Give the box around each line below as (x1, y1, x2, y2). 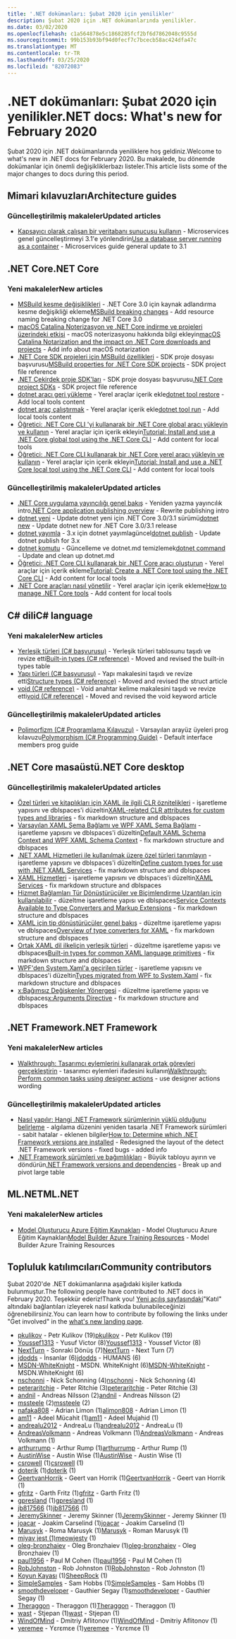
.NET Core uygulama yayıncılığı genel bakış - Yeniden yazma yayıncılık (17, 499, 223, 508)
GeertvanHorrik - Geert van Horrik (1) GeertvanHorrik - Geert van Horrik (17, 1474, 225, 1482)
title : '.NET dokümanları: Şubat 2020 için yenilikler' (7, 10, 175, 18)
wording (17, 1081, 42, 1090)
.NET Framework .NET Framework (7, 1022, 158, 1034)
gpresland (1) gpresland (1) (17, 1496, 94, 1505)
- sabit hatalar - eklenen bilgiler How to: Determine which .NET (17, 1130, 199, 1138)
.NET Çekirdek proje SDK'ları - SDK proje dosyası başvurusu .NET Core (17, 375, 223, 383)
